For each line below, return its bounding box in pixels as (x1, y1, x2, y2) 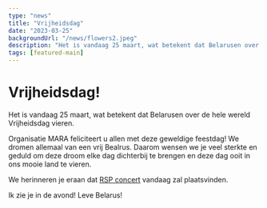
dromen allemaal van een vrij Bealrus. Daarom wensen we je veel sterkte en (8, 142, 257, 152)
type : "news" (8, 11, 52, 20)
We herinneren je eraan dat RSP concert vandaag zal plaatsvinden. (8, 174, 229, 184)
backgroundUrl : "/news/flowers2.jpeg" (8, 34, 137, 42)
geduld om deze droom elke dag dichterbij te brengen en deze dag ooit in (8, 150, 250, 160)
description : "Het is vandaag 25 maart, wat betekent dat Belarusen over (8, 42, 260, 50)
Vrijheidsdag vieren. (8, 118, 74, 128)
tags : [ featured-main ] (8, 49, 84, 57)
